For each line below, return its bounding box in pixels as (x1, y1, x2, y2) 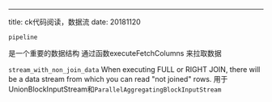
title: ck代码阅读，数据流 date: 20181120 (8, 17, 142, 27)
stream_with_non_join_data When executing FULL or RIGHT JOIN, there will (8, 65, 261, 74)
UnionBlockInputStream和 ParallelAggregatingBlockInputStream (8, 84, 222, 94)
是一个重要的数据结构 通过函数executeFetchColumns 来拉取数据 (8, 49, 222, 57)
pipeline (8, 33, 38, 41)
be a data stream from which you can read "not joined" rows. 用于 (8, 74, 228, 83)
